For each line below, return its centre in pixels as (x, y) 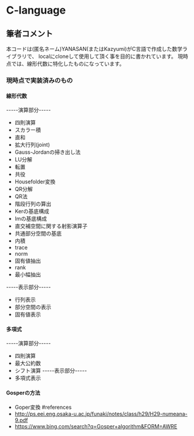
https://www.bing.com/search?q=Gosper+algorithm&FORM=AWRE (96, 426)
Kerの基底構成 (32, 211)
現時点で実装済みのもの (39, 80)
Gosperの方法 (23, 393)
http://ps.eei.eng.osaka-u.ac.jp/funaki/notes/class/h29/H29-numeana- (101, 414)
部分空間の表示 (33, 307)
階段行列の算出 (33, 204)
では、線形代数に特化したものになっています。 (68, 64)
